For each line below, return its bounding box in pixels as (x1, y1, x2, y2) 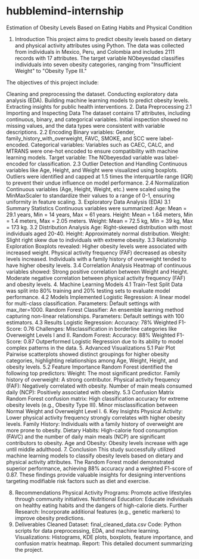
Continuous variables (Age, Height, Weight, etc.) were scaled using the (6, 185, 181, 192)
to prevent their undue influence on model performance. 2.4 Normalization (6, 179, 189, 186)
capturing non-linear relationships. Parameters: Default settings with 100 (6, 312, 185, 320)
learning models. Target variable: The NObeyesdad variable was (6, 153, 164, 161)
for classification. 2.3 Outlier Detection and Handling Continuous (29, 160, 188, 167)
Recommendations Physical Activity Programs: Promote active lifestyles (14, 489, 192, 496)
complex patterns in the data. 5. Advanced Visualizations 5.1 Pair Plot (6, 344, 176, 351)
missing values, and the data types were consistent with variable (6, 122, 165, 129)
